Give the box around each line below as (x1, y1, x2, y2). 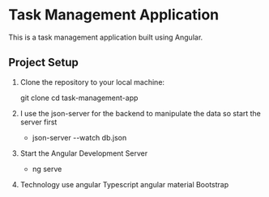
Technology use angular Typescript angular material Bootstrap (19, 179, 229, 189)
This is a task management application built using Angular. (8, 32, 203, 42)
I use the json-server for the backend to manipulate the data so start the (19, 108, 262, 118)
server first (19, 117, 58, 127)
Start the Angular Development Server (19, 148, 148, 158)
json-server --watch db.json (32, 132, 127, 142)
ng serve (32, 164, 62, 174)
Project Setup (8, 56, 79, 69)
